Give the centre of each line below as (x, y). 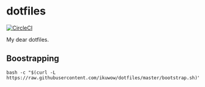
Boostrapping (33, 59)
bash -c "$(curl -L (31, 72)
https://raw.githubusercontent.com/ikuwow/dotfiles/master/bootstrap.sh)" (103, 78)
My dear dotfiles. (28, 39)
